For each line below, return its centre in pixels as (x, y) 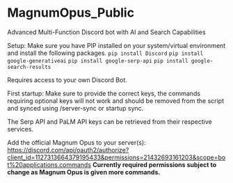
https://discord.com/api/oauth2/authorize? (68, 150)
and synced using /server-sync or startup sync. (75, 108)
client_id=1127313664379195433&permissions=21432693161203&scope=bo (116, 157)
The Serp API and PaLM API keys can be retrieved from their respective (110, 121)
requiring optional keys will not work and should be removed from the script (116, 101)
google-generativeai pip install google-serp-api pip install (98, 61)
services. (20, 129)
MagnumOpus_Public (71, 13)
